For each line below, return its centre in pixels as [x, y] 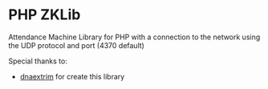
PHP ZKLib [45, 15]
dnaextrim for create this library [72, 76]
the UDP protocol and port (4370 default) [76, 45]
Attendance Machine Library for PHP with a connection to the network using [134, 37]
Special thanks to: [38, 61]
